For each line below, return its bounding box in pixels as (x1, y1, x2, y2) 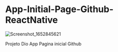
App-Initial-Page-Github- (5, 4, 114, 15)
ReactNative (5, 14, 58, 26)
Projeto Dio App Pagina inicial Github (5, 40, 82, 46)
